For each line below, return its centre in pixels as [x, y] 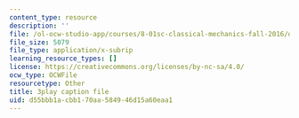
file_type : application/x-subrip [71, 51]
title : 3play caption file [59, 91]
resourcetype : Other [48, 83]
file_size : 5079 [39, 42]
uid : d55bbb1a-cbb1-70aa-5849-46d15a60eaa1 [91, 100]
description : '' [39, 26]
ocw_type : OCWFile [43, 75]
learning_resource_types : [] [63, 59]
